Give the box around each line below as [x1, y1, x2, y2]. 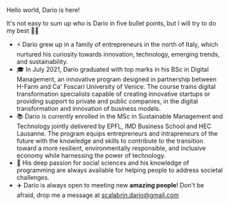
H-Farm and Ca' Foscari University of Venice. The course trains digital [16, 83, 216, 90]
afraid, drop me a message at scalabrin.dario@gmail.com [16, 191, 180, 199]
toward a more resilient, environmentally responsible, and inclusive [16, 144, 206, 152]
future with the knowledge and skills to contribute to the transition [16, 137, 204, 145]
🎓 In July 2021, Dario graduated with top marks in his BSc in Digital [16, 65, 209, 73]
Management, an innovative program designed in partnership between [16, 75, 217, 83]
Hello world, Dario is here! [6, 6, 81, 14]
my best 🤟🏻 [6, 27, 39, 34]
